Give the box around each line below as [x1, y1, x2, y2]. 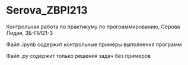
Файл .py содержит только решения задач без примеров [6, 52, 151, 59]
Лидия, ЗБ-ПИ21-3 [6, 29, 53, 36]
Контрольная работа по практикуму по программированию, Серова [6, 23, 180, 30]
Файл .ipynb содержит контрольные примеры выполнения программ [6, 41, 182, 48]
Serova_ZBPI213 [6, 4, 88, 17]
